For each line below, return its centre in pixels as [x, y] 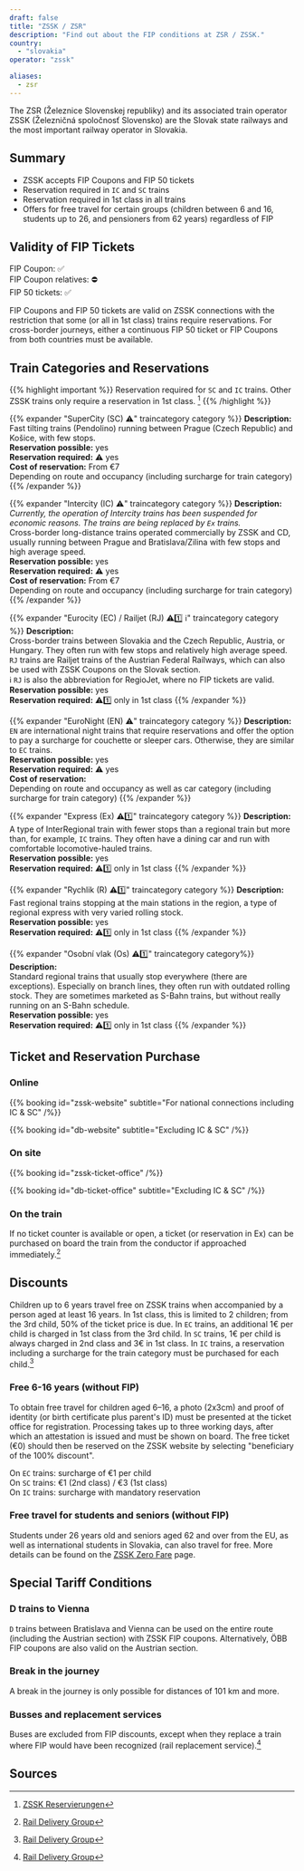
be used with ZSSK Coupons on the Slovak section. [105, 669]
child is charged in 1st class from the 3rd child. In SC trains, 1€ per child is [145, 1334]
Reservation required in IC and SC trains [96, 189]
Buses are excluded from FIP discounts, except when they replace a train [146, 1734]
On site [25, 1153]
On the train [36, 1213]
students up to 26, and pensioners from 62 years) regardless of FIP [148, 218]
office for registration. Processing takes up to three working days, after [142, 1426]
